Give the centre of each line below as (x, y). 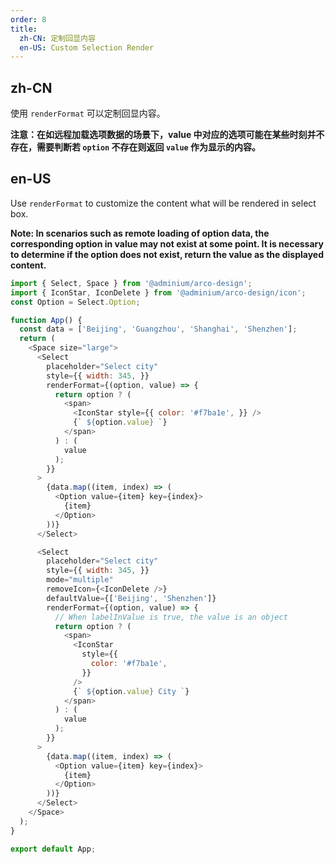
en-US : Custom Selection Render (87, 47)
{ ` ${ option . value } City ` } (131, 691)
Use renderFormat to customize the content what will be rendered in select (163, 203)
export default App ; (53, 849)
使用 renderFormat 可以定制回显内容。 (88, 113)
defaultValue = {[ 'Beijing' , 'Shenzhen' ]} (131, 598)
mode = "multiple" (80, 580)
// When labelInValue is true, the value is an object (171, 617)
